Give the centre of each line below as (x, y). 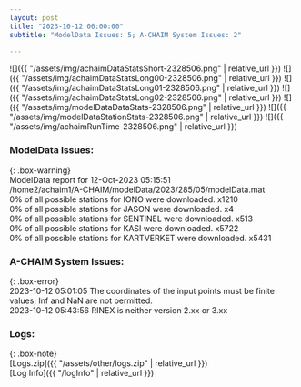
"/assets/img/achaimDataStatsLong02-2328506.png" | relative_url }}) (151, 97)
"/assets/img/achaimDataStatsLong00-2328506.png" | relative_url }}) (151, 78)
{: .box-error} (34, 281)
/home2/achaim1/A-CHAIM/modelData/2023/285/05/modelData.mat (137, 189)
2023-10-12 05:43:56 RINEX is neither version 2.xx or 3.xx (119, 310)
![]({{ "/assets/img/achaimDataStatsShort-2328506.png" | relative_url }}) (145, 68)
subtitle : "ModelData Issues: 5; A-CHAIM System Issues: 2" (126, 35)
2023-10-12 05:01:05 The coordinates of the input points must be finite (142, 290)
